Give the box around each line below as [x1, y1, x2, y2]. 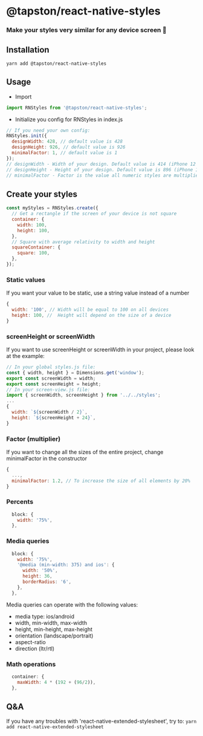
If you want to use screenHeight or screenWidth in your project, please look [6, 346, 195, 353]
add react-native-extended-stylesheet [6, 724, 104, 730]
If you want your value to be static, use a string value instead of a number [6, 289, 190, 297]
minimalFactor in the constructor [6, 455, 88, 462]
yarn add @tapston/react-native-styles [6, 60, 107, 67]
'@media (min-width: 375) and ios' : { [17, 562, 115, 568]
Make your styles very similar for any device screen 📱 [6, 26, 167, 34]
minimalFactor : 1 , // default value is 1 [11, 150, 118, 156]
